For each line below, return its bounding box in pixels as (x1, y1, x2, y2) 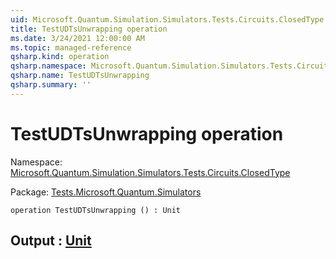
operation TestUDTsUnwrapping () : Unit (10, 205, 182, 215)
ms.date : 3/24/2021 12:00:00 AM (10, 33, 145, 43)
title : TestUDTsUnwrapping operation (10, 24, 168, 34)
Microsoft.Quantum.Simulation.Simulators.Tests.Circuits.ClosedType (10, 166, 291, 178)
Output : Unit (10, 232, 92, 250)
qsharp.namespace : (10, 61, 87, 71)
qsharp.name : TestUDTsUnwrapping (10, 71, 150, 81)
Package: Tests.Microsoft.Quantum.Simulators (10, 186, 202, 198)
